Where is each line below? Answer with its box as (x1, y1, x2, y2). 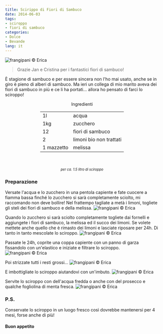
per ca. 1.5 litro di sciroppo (61, 167, 103, 172)
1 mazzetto (42, 144, 69, 151)
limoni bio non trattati (73, 136, 122, 143)
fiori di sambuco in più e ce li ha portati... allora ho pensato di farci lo (5, 86, 143, 92)
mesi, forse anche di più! (5, 312, 55, 318)
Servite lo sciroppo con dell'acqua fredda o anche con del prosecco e (5, 278, 145, 284)
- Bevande (5, 39, 25, 44)
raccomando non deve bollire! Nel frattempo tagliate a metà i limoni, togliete (5, 199, 158, 206)
